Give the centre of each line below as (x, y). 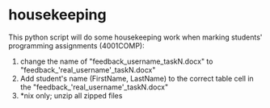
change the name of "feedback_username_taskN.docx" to (116, 61)
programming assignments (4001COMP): (76, 45)
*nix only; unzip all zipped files (71, 95)
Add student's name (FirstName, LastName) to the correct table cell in (137, 78)
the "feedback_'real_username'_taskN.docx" (94, 87)
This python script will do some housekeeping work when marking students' (135, 37)
